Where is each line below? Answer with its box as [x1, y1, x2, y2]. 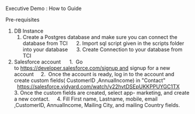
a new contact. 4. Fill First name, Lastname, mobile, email [13, 95, 158, 102]
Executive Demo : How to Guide [5, 5, 82, 12]
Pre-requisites [5, 16, 40, 23]
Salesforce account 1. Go [13, 58, 83, 65]
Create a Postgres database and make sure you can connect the [22, 34, 177, 40]
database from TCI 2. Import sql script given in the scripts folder [22, 40, 184, 47]
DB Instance [13, 27, 44, 34]
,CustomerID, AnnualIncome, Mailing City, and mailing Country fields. [13, 102, 180, 108]
